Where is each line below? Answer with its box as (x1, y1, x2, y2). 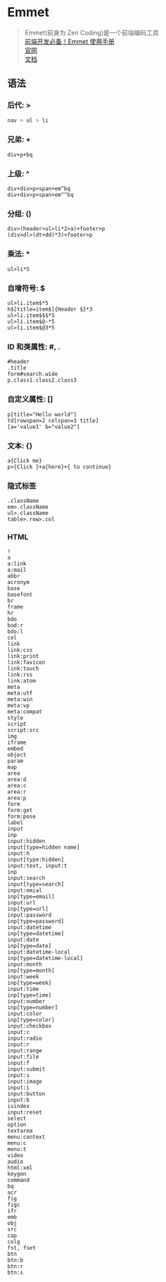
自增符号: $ (7, 283, 46, 293)
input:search (7, 875, 46, 882)
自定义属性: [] (7, 394, 53, 404)
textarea (7, 1128, 33, 1135)
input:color (7, 1010, 42, 1018)
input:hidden (7, 838, 46, 845)
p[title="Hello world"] (7, 411, 77, 418)
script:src (7, 727, 39, 734)
